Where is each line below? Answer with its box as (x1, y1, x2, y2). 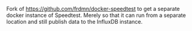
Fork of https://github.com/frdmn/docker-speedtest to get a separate (6, 5, 180, 12)
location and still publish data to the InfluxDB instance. (6, 18, 143, 25)
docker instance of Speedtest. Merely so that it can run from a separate (6, 12, 186, 19)
